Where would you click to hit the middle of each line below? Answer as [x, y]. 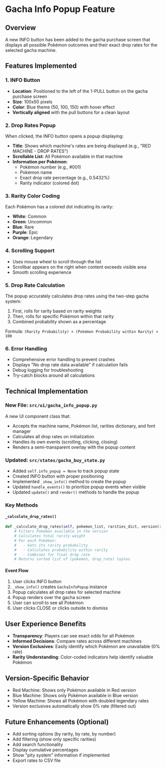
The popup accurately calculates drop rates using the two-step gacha [77, 296]
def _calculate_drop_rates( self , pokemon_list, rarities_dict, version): [83, 527]
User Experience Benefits [46, 624]
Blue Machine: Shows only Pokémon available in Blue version [75, 696]
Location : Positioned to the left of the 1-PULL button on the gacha [80, 91]
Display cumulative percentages [45, 750]
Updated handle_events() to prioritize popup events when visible [79, 487]
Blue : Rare [23, 227]
